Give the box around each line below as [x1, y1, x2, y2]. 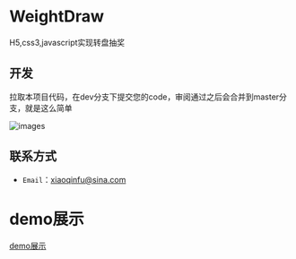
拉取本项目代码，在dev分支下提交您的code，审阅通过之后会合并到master [9, 91, 280, 102]
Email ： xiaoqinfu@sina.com [22, 174, 126, 185]
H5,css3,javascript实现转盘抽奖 [9, 37, 126, 47]
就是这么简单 [24, 102, 73, 113]
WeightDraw [9, 6, 105, 27]
